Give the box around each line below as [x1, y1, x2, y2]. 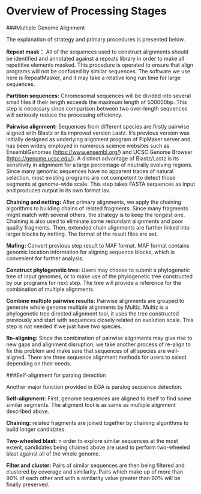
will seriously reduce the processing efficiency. [6, 111, 123, 118]
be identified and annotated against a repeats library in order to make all [6, 55, 185, 62]
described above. [6, 407, 50, 415]
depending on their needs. [6, 359, 72, 367]
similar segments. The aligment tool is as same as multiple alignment [6, 401, 176, 408]
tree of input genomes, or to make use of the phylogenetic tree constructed [6, 272, 193, 280]
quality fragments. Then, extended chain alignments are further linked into [6, 224, 190, 231]
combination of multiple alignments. [6, 285, 95, 293]
